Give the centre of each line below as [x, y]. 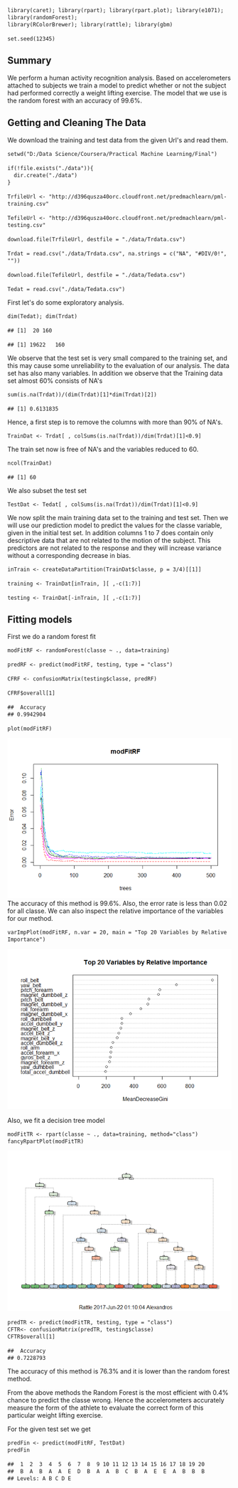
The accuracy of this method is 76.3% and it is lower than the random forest [119, 1371]
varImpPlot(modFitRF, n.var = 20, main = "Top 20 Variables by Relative [117, 933]
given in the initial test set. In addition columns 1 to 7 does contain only [110, 532]
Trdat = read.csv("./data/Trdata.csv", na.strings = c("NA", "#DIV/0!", [117, 253]
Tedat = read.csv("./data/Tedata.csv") [66, 289]
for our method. [30, 919]
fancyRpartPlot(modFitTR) [45, 1141]
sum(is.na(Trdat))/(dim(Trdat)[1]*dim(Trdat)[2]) [82, 394]
